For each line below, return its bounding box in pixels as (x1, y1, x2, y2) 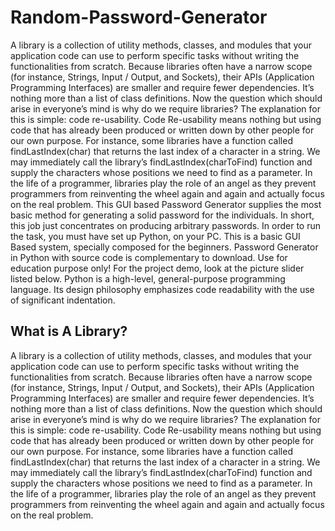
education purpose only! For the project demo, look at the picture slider (10, 262, 305, 274)
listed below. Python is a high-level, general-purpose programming (10, 272, 286, 285)
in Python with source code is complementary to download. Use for (10, 251, 288, 263)
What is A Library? (10, 323, 128, 340)
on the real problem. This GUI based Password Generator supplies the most (10, 198, 322, 210)
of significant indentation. (10, 294, 116, 306)
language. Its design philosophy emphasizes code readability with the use (10, 283, 315, 295)
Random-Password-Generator (10, 6, 268, 29)
